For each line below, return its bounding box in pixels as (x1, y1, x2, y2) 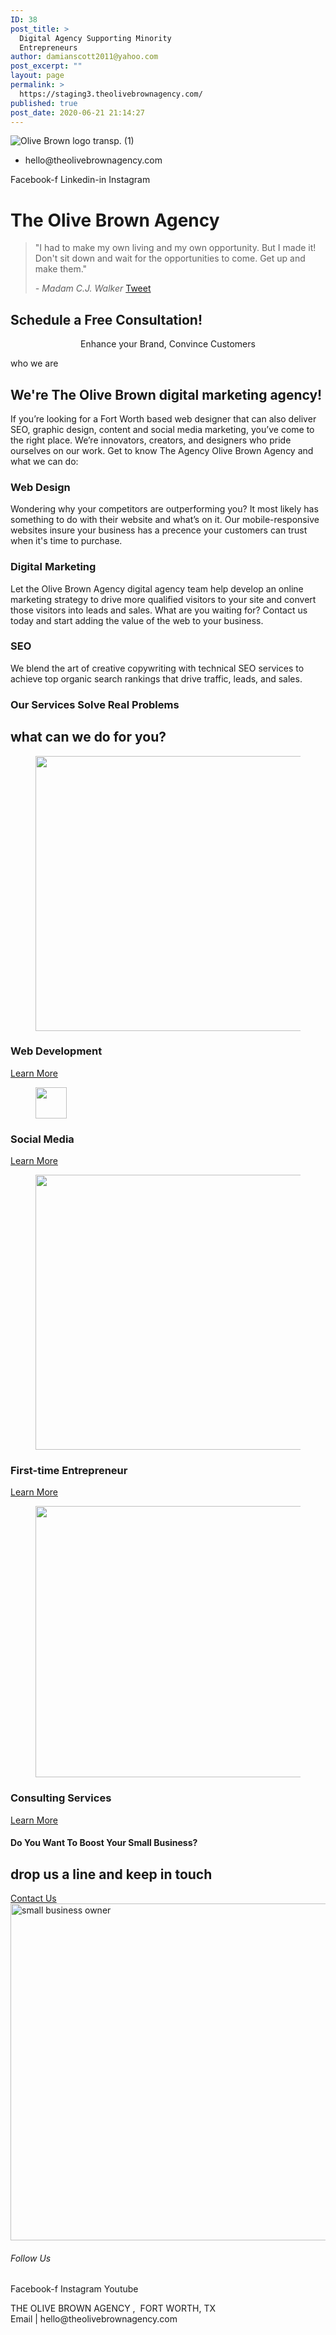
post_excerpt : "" (10, 61, 83, 71)
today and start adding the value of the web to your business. (10, 614, 264, 626)
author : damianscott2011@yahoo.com (10, 52, 159, 62)
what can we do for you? (10, 729, 167, 746)
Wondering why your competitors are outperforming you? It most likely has (10, 503, 319, 515)
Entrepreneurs (19, 42, 78, 53)
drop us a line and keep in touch (10, 1866, 213, 1883)
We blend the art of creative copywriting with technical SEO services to (10, 662, 305, 674)
